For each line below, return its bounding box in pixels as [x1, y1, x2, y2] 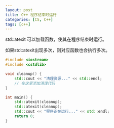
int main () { [5, 95, 33, 100]
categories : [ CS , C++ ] [5, 17, 53, 22]
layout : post [5, 7, 33, 13]
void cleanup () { [5, 71, 42, 76]
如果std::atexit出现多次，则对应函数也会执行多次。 [5, 47, 110, 54]
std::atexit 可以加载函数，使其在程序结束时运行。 [5, 36, 107, 42]
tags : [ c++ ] [5, 21, 30, 27]
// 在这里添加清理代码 [14, 81, 56, 86]
